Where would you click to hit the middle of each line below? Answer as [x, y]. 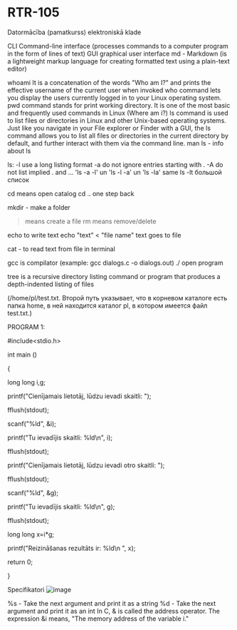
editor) [17, 68]
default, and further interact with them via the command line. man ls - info [116, 143]
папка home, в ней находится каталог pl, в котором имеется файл [107, 305]
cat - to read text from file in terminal [61, 249]
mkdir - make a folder [39, 207]
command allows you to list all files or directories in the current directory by [118, 136]
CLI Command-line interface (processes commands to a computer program [118, 46]
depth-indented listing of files [51, 284]
